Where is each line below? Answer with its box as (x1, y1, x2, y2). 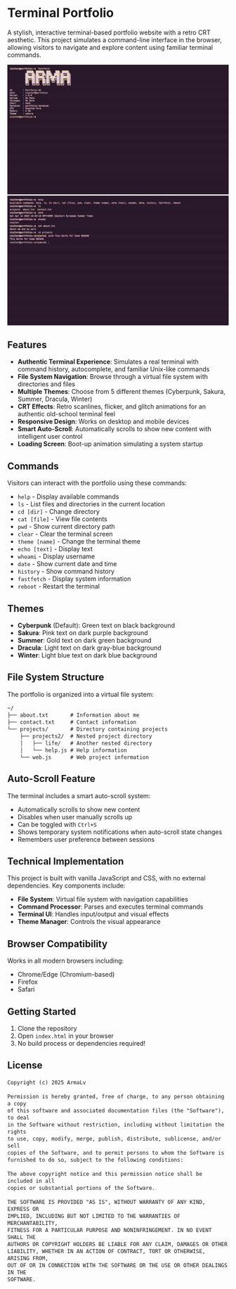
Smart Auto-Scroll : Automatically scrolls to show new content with (17, 425, 212, 433)
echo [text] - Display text (17, 545, 93, 553)
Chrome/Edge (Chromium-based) (17, 970, 115, 979)
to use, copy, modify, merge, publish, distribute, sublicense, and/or (7, 1135, 221, 1142)
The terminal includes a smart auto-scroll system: (7, 791, 151, 800)
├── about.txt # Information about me (7, 712, 140, 719)
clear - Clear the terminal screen (17, 530, 114, 539)
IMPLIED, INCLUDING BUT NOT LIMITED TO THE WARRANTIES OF (7, 1212, 181, 1219)
